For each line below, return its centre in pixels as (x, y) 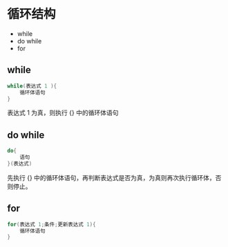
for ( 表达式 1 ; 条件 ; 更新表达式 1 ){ (51, 224)
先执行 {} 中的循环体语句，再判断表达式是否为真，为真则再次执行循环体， (111, 177)
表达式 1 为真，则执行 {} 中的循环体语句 (63, 113)
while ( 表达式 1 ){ (32, 86)
